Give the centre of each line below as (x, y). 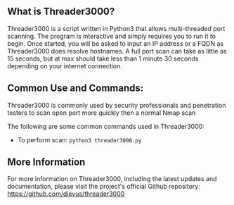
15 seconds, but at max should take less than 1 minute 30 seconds (103, 58)
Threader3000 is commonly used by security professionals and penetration (117, 105)
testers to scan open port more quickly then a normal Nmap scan (102, 113)
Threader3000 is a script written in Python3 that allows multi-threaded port (116, 28)
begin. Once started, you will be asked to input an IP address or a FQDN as (115, 43)
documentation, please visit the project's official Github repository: (104, 187)
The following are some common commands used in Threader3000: (106, 126)
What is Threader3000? (61, 12)
